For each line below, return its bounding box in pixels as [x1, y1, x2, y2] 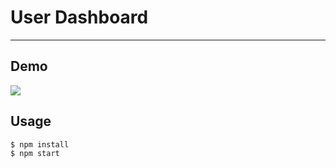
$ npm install [10, 139, 70, 150]
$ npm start [10, 149, 60, 159]
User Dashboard [10, 6, 149, 29]
